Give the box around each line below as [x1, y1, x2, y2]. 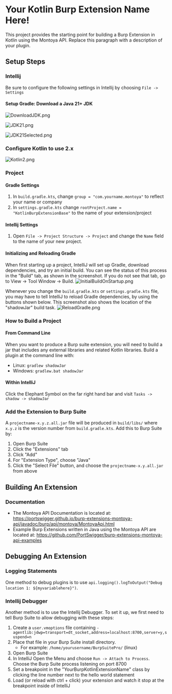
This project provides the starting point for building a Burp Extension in [5, 31, 155, 37]
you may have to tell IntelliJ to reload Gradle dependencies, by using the [5, 293, 158, 299]
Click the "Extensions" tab [12, 446, 68, 453]
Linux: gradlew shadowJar [12, 362, 66, 368]
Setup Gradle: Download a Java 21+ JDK [5, 101, 93, 107]
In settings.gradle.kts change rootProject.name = [12, 204, 122, 211]
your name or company [12, 199, 63, 205]
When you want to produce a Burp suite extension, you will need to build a [5, 341, 163, 347]
